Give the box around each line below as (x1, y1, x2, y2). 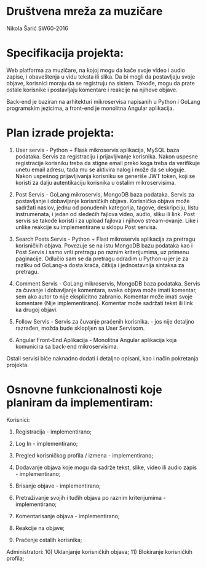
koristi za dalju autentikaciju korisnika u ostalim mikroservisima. (15, 179, 176, 186)
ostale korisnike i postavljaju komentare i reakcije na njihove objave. (6, 86, 178, 93)
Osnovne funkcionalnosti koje (6, 383, 162, 397)
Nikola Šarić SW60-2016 (6, 25, 69, 32)
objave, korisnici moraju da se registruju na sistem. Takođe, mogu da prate (6, 79, 195, 87)
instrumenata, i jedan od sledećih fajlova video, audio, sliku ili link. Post (15, 210, 195, 217)
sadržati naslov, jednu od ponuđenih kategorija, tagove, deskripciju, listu (15, 204, 199, 211)
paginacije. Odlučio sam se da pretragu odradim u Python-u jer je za (15, 255, 189, 262)
